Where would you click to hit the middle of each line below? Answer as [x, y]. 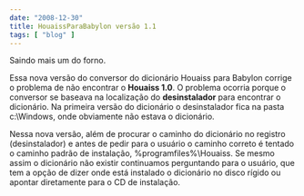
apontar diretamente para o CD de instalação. [95, 182]
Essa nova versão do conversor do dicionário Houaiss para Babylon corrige [151, 78]
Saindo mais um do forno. [58, 61]
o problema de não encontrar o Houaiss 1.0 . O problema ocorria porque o [148, 88]
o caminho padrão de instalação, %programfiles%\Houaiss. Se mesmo [142, 153]
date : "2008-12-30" [46, 18]
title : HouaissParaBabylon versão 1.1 [83, 26]
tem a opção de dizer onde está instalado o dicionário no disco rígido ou [145, 172]
